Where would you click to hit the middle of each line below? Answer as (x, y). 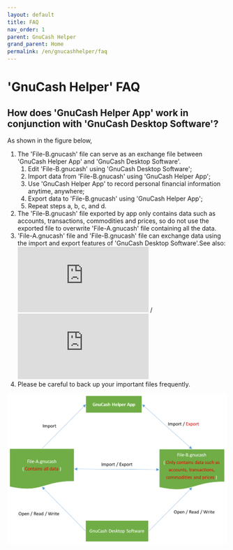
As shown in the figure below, (50, 140)
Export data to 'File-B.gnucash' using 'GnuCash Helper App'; (115, 198)
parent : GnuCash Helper (42, 37)
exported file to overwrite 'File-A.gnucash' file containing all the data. (117, 228)
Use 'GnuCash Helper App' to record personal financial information (124, 184)
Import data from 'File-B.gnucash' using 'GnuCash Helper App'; (119, 176)
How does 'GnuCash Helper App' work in (98, 113)
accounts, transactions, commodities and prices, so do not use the (113, 221)
